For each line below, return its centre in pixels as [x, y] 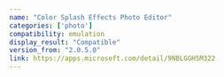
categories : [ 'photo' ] [51, 26]
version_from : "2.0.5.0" [55, 50]
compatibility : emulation [57, 34]
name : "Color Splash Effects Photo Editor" [91, 17]
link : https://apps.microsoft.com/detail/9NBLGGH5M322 [112, 58]
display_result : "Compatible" [65, 42]
